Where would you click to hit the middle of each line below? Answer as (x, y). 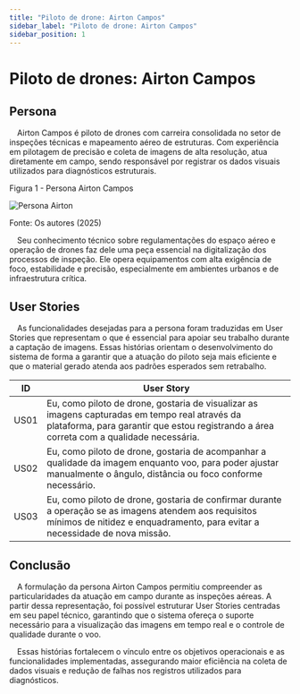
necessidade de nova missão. (108, 534)
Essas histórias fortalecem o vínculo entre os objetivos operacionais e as (151, 651)
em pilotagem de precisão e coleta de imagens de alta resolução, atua (138, 152)
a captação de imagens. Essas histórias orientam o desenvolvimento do (142, 347)
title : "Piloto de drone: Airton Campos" (87, 17)
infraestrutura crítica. (48, 278)
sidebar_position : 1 (48, 34)
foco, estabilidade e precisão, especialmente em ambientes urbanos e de (144, 269)
